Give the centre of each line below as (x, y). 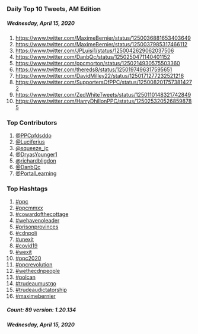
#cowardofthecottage (42, 214)
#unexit (25, 240)
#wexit (23, 252)
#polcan (25, 277)
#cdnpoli (26, 233)
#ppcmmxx (29, 208)
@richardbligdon (36, 161)
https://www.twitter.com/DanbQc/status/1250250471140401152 (93, 57)
